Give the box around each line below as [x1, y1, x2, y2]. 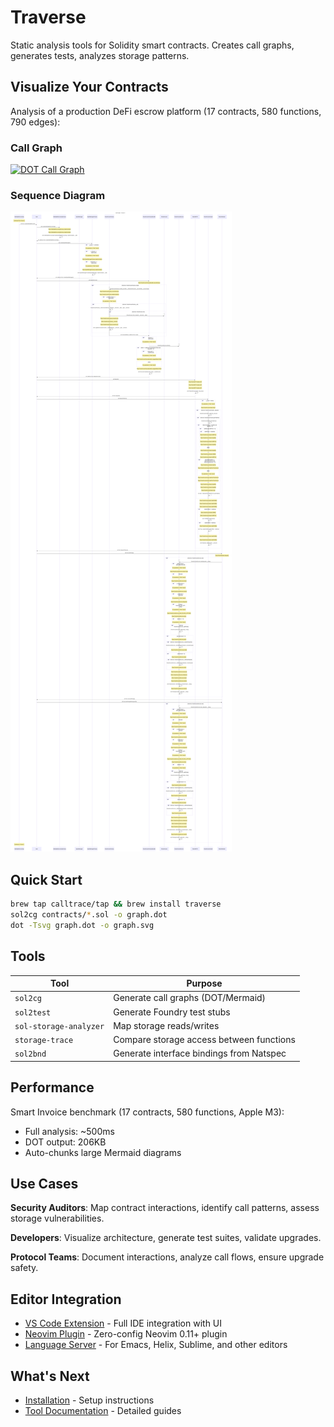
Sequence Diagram [10, 188, 106, 202]
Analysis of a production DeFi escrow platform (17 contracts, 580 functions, [10, 105, 322, 117]
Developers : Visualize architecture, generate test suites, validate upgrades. [10, 1232, 322, 1244]
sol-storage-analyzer [14, 1021, 105, 1031]
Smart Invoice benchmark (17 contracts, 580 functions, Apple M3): [10, 1106, 285, 1118]
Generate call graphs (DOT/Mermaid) [113, 992, 267, 1004]
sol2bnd [14, 1049, 47, 1060]
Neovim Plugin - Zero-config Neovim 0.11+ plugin [24, 1328, 228, 1340]
